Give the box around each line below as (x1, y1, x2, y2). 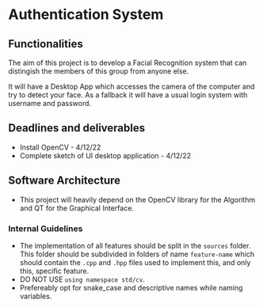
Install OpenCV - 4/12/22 (19, 142, 101, 152)
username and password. (8, 99, 92, 108)
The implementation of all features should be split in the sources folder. (19, 241, 251, 250)
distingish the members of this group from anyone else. (8, 66, 189, 76)
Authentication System (8, 6, 164, 24)
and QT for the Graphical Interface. (19, 203, 135, 213)
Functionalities (8, 37, 83, 51)
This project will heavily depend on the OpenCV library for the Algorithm (19, 195, 256, 204)
